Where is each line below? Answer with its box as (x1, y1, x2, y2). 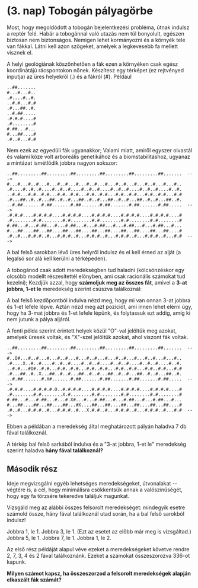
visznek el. (7, 49, 33, 56)
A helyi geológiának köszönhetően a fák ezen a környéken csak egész (7, 60, 178, 68)
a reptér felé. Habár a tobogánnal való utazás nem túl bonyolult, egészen (7, 30, 184, 37)
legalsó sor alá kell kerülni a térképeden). (7, 255, 107, 262)
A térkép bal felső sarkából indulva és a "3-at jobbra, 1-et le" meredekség (7, 440, 186, 448)
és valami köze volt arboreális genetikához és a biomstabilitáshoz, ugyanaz (7, 153, 190, 160)
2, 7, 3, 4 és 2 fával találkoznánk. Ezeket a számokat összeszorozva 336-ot (7, 552, 190, 559)
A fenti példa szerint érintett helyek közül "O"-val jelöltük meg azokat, (7, 327, 177, 334)
